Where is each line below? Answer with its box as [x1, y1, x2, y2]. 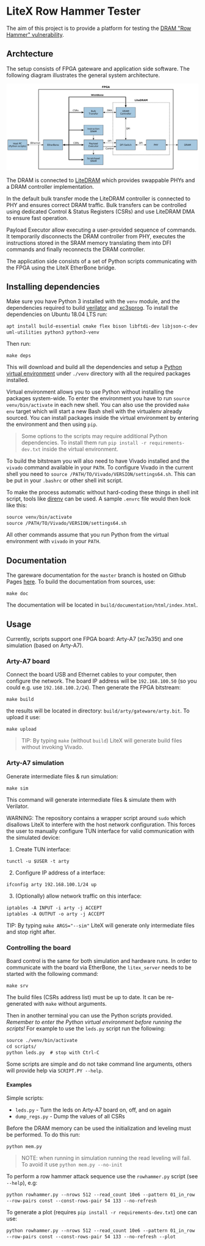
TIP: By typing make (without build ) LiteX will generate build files [21, 737, 182, 744]
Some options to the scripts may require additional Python [21, 433, 168, 440]
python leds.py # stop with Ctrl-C [6, 1049, 99, 1055]
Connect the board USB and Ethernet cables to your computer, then [6, 671, 177, 678]
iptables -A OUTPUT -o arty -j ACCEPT [6, 911, 105, 917]
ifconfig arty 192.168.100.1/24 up [6, 881, 97, 887]
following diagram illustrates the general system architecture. [6, 71, 160, 79]
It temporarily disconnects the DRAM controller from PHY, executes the [6, 232, 185, 240]
